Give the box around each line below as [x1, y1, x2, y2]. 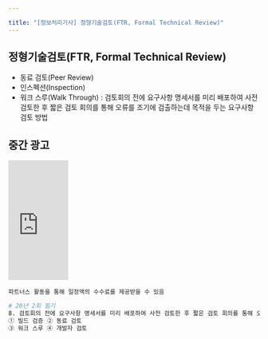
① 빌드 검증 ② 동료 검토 [8, 317, 82, 325]
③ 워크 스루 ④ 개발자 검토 [8, 324, 88, 332]
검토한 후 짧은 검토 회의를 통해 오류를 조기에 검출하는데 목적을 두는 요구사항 [19, 103, 254, 112]
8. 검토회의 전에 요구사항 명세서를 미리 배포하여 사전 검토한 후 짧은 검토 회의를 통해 [8, 309, 254, 317]
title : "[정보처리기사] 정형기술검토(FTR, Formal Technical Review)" [8, 18, 224, 26]
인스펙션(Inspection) [19, 83, 86, 93]
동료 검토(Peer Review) [19, 73, 94, 82]
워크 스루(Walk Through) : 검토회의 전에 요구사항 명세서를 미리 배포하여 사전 [19, 93, 258, 102]
